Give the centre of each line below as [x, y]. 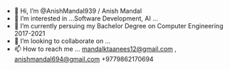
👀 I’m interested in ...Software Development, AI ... [86, 18]
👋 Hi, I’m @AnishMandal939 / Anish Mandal [78, 11]
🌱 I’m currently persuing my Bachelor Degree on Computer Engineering [119, 26]
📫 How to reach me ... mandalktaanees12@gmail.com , [95, 49]
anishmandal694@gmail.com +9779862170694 [84, 59]
